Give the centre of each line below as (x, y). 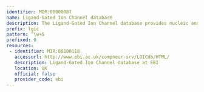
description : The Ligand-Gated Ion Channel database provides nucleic (97, 23)
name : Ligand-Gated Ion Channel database (59, 18)
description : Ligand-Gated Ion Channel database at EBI (87, 62)
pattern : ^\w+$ (25, 34)
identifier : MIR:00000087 (39, 12)
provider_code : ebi (39, 79)
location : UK (31, 68)
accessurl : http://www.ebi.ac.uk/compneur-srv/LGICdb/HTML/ (92, 57)
